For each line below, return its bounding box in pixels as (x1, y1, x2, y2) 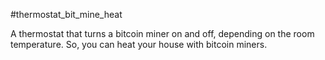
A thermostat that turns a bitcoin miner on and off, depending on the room (10, 28, 315, 39)
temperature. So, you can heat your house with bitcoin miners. (10, 39, 268, 50)
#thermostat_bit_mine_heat (10, 9, 123, 20)
